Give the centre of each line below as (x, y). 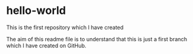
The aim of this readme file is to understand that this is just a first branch (97, 39)
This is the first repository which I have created (65, 27)
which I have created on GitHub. (46, 46)
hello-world (36, 11)
